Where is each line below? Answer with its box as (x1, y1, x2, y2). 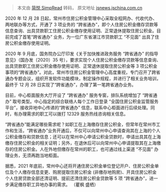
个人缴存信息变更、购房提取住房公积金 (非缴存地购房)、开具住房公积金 (13, 169, 157, 175)
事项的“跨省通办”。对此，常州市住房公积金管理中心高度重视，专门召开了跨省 (5, 69, 161, 75)
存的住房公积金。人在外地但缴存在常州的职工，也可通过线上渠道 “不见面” (5, 146, 153, 152)
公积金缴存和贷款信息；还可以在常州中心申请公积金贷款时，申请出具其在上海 (5, 134, 161, 139)
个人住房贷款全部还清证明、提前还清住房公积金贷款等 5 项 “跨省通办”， (5, 176, 150, 181)
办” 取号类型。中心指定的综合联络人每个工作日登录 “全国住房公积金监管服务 (5, 99, 159, 104)
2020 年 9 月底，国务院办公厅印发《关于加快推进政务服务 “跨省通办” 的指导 (5, 51, 159, 57)
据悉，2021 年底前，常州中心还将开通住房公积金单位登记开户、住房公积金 (5, 163, 155, 169)
